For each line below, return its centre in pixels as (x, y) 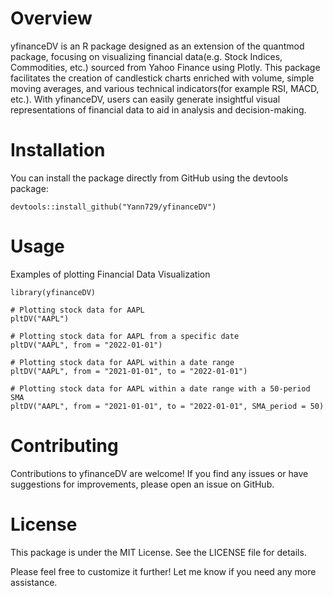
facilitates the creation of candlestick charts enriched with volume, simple (162, 78)
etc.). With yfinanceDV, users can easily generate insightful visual (145, 99)
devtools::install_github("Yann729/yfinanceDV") (113, 207)
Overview (51, 18)
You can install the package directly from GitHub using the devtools (149, 178)
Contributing (64, 446)
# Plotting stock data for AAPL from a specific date (125, 336)
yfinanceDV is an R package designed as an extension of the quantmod (157, 46)
